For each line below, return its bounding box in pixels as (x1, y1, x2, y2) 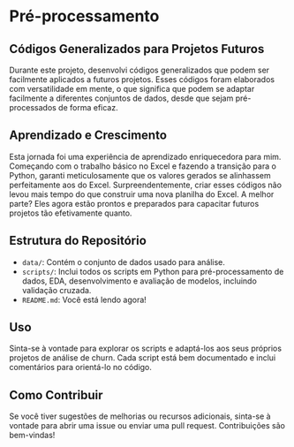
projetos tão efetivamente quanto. (9, 208, 132, 218)
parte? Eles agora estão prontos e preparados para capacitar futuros (9, 198, 260, 208)
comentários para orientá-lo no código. (9, 362, 153, 373)
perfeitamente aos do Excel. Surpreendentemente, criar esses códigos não (9, 179, 283, 190)
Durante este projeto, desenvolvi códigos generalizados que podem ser (9, 64, 270, 75)
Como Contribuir (9, 387, 103, 403)
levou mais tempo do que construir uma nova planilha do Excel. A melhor (9, 188, 275, 200)
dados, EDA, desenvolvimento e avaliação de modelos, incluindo (21, 276, 258, 286)
